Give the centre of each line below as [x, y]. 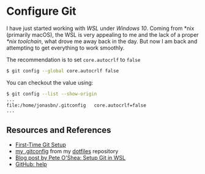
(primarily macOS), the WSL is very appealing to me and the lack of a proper [102, 34]
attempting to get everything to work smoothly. [65, 48]
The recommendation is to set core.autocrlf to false [73, 59]
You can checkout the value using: [50, 82]
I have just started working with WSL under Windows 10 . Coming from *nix [100, 28]
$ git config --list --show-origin [52, 94]
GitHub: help [31, 164]
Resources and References [59, 130]
